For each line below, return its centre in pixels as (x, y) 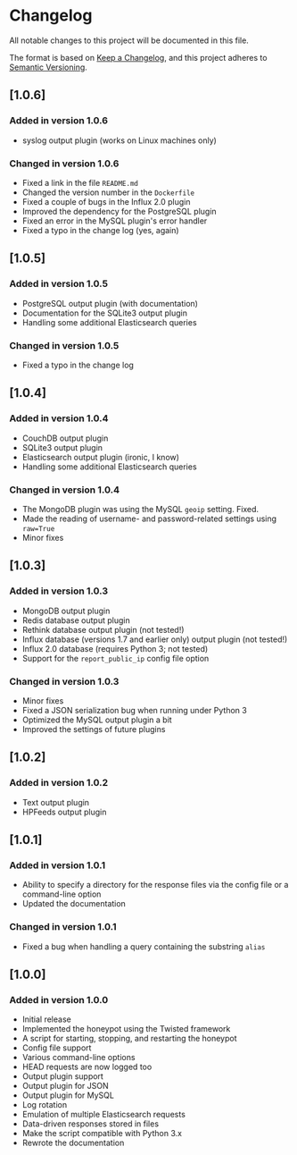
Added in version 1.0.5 (59, 284)
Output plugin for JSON (65, 1086)
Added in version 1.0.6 (59, 121)
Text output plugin (56, 802)
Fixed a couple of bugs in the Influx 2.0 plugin (106, 201)
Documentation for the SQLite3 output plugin (104, 313)
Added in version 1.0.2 (59, 783)
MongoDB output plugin (66, 611)
